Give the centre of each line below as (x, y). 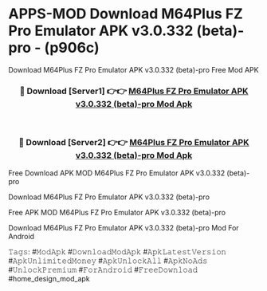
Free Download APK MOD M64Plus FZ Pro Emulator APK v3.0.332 (117, 173)
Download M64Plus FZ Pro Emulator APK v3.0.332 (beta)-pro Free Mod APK (133, 69)
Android (21, 236)
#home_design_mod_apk (49, 278)
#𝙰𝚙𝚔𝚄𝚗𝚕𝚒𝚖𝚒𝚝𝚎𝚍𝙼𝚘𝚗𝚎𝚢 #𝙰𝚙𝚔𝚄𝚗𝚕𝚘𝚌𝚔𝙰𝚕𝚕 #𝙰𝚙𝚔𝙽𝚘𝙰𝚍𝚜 (108, 261)
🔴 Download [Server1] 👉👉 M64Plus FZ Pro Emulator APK (134, 91)
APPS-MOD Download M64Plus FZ (126, 14)
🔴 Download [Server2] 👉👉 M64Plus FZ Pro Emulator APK (134, 143)
